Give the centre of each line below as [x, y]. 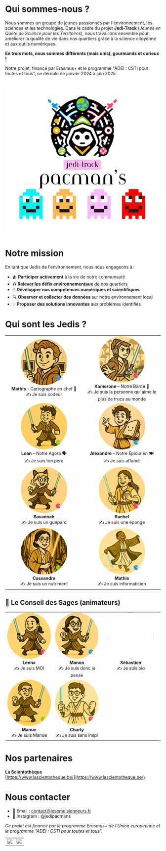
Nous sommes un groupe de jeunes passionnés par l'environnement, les [79, 23]
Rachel [122, 517]
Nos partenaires [39, 758]
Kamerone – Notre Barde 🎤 [122, 386]
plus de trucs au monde [122, 399]
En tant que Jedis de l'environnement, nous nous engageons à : [70, 267]
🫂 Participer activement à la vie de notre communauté [69, 277]
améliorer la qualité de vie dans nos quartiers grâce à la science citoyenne [81, 39]
